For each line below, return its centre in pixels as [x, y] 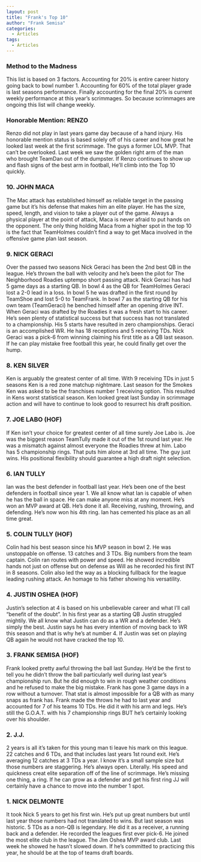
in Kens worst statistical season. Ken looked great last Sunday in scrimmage [100, 398]
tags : [13, 40]
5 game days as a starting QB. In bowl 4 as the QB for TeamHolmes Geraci [98, 286]
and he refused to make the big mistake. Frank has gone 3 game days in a [97, 687]
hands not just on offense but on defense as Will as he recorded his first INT [100, 566]
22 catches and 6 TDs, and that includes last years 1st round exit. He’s [93, 754]
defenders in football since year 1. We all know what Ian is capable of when [99, 493]
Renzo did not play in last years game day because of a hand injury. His [94, 133]
